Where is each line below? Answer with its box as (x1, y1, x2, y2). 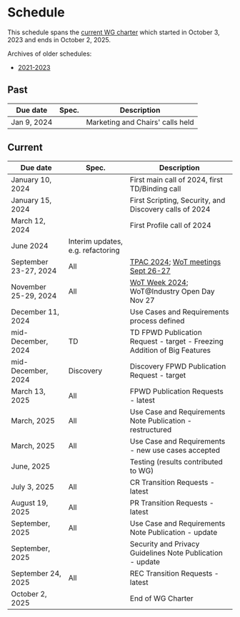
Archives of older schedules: (7, 49, 92, 58)
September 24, (11, 568, 62, 578)
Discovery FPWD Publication (129, 361, 226, 371)
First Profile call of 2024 (129, 220, 212, 230)
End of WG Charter (129, 593, 194, 603)
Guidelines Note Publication (129, 548, 223, 558)
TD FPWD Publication (129, 327, 202, 337)
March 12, (11, 216, 46, 226)
